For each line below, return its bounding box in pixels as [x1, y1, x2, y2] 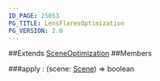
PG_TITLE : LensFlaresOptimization [8, 19, 125, 27]
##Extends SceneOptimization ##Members [8, 49, 152, 59]
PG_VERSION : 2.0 [8, 26, 63, 34]
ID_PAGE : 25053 [8, 11, 60, 20]
